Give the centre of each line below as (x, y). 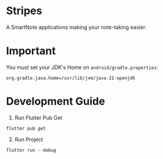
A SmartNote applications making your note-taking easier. (76, 27)
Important (31, 51)
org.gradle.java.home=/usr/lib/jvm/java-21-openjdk (71, 78)
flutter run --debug (31, 150)
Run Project (29, 139)
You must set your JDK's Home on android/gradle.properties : (82, 67)
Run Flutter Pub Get (39, 117)
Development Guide (56, 102)
